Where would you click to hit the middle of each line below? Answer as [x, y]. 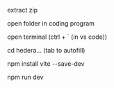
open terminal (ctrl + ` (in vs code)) [57, 37]
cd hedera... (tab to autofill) [46, 50]
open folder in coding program [51, 23]
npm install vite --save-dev [46, 64]
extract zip [23, 10]
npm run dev [25, 77]
